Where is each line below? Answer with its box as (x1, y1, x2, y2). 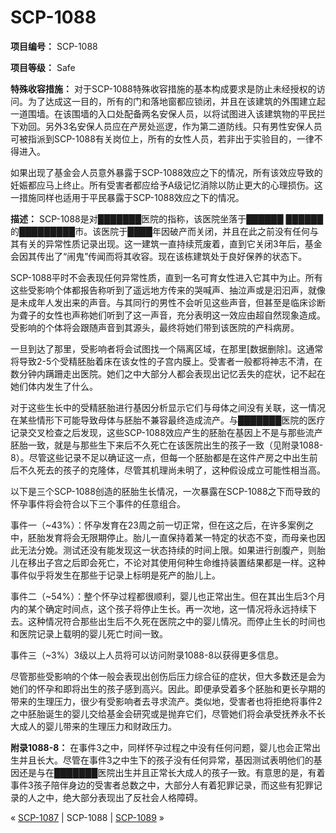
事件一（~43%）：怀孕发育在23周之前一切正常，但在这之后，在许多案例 (10, 519, 305, 531)
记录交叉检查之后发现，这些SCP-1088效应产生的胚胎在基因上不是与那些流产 (10, 426, 323, 438)
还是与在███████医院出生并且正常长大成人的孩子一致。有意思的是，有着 (18, 766, 326, 778)
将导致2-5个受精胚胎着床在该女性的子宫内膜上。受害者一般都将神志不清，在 (10, 355, 323, 367)
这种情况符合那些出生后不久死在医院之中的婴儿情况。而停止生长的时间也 (27, 615, 326, 627)
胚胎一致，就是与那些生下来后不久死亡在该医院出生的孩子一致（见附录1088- (10, 439, 324, 451)
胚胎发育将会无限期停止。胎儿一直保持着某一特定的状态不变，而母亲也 (27, 531, 317, 543)
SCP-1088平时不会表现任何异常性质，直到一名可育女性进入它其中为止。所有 (10, 271, 323, 283)
